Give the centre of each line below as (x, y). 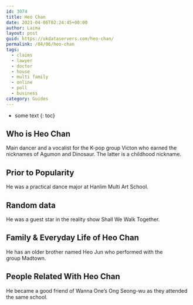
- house (21, 72)
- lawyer (22, 60)
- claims (22, 55)
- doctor (22, 66)
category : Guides (27, 99)
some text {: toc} (35, 116)
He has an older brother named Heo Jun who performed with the (84, 252)
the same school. (27, 297)
